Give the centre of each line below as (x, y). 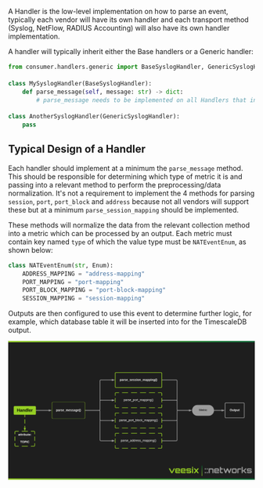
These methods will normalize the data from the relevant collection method (129, 225)
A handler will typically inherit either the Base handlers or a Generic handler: (131, 51)
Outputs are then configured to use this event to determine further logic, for (130, 314)
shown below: (31, 249)
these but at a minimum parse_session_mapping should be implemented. (124, 209)
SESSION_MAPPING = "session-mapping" (84, 299)
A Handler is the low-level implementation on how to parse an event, (118, 11)
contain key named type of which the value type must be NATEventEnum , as (127, 242)
